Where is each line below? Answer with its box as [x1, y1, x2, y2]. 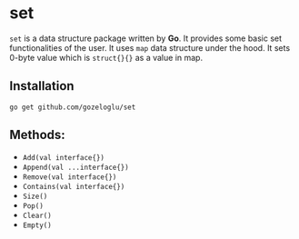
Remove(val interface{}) [22, 172, 117, 182]
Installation [9, 78, 75, 94]
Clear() [22, 211, 52, 220]
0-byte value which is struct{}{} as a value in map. [9, 52, 203, 63]
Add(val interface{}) [22, 153, 105, 162]
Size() [22, 192, 48, 201]
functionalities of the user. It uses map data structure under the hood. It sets [9, 42, 291, 53]
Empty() [22, 221, 52, 230]
